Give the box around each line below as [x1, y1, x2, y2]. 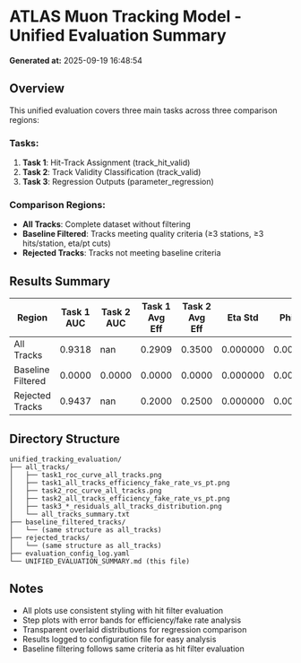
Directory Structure [9, 431, 121, 446]
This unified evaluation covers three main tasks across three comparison [9, 105, 278, 116]
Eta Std [227, 311, 259, 324]
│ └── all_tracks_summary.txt [9, 510, 130, 519]
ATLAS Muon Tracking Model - [9, 6, 242, 27]
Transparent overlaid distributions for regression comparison [21, 624, 247, 634]
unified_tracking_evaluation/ [9, 455, 123, 464]
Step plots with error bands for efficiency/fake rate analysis [21, 615, 242, 625]
